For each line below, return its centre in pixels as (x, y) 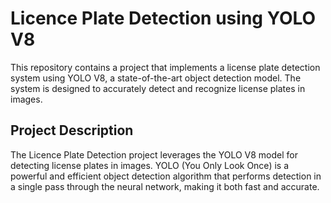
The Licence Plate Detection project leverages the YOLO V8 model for (154, 154)
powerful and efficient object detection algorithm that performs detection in (166, 176)
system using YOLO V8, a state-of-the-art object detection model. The (156, 78)
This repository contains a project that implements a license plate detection (165, 67)
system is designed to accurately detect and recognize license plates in (158, 88)
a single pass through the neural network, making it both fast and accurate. (165, 186)
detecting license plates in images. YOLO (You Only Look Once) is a (149, 165)
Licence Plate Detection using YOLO (163, 18)
